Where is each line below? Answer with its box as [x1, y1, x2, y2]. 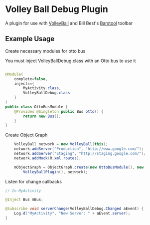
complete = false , [14, 76, 48, 81]
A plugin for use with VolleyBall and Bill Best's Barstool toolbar [5, 20, 133, 26]
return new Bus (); [23, 114, 61, 119]
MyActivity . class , [23, 86, 61, 91]
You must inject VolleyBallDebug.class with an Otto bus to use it [5, 58, 136, 64]
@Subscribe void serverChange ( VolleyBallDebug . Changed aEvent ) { [5, 206, 144, 211]
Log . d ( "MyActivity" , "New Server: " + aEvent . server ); [14, 211, 131, 216]
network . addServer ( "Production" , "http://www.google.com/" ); [14, 146, 144, 151]
